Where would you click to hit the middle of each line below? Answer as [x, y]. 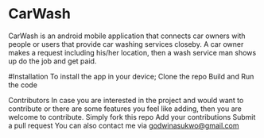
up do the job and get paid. [52, 61]
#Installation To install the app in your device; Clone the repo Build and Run [131, 76]
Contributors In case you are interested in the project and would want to [126, 100]
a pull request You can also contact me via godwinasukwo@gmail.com [124, 125]
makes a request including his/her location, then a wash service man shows [132, 52]
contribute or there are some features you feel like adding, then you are [125, 109]
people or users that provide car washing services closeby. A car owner [126, 44]
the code [23, 85]
